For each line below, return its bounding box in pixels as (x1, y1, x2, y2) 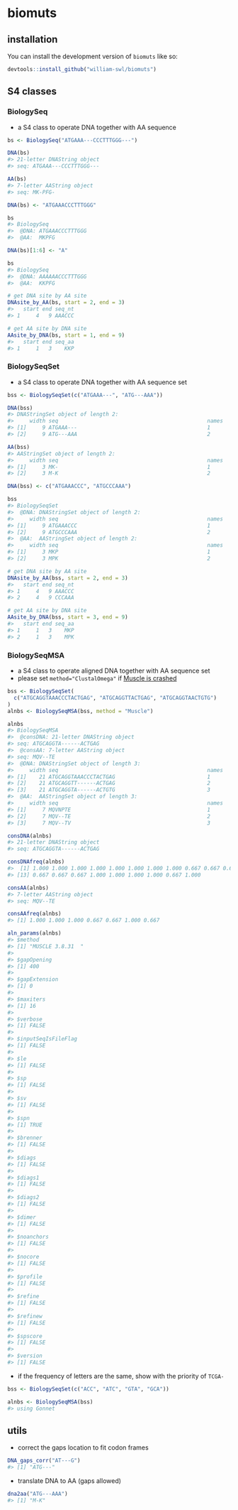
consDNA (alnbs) (7, 832, 52, 840)
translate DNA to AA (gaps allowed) (17, 1477, 122, 1485)
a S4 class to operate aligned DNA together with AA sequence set (17, 666, 210, 675)
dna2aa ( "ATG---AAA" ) (7, 1490, 69, 1498)
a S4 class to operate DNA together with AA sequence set (17, 378, 188, 386)
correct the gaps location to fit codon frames (17, 1443, 149, 1452)
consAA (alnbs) (7, 884, 50, 891)
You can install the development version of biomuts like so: (7, 52, 178, 60)
